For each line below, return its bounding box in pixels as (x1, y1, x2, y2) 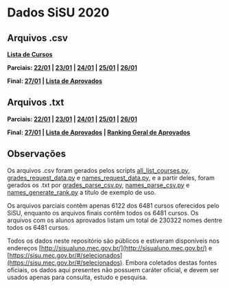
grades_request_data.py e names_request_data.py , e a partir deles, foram (7, 173, 215, 182)
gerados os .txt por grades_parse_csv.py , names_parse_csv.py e (7, 180, 190, 189)
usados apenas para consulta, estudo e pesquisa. (7, 273, 147, 281)
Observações (7, 148, 67, 160)
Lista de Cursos (7, 50, 53, 58)
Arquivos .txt (7, 97, 64, 108)
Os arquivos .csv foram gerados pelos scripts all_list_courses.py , (7, 166, 190, 174)
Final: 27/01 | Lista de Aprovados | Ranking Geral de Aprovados (7, 128, 191, 136)
